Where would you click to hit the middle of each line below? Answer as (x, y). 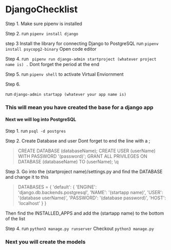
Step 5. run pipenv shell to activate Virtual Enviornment (65, 74)
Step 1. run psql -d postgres (36, 131)
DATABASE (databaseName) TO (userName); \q (68, 162)
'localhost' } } (32, 203)
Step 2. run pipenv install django (42, 33)
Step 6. (13, 84)
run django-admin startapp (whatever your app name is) (66, 94)
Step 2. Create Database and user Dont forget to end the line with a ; (78, 141)
